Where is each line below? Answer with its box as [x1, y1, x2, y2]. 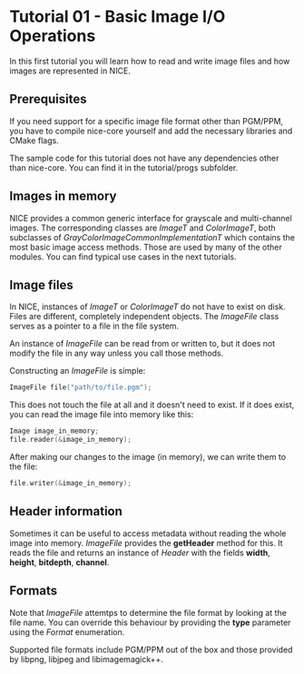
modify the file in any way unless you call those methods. [9, 347, 224, 359]
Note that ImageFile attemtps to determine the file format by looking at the [9, 607, 288, 618]
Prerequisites [9, 92, 87, 107]
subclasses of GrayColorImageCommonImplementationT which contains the [9, 231, 295, 242]
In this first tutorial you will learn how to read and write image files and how [9, 55, 290, 66]
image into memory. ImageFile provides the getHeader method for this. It [9, 537, 283, 548]
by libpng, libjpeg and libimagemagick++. [9, 653, 163, 664]
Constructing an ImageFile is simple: [9, 366, 146, 376]
